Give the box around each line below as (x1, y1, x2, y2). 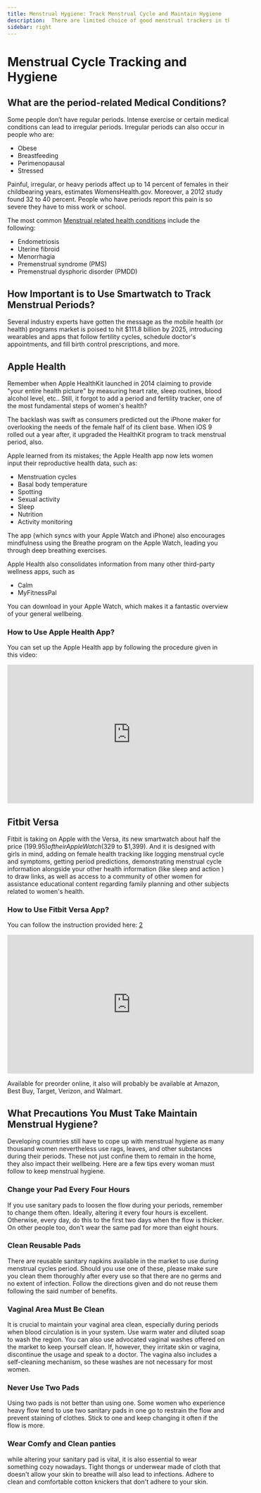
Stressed (17, 166, 44, 175)
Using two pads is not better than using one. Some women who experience (7, 1399, 226, 1407)
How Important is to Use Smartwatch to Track (7, 288, 211, 300)
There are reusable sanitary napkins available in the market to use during (7, 1256, 219, 1265)
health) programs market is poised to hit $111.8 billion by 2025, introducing (7, 325, 223, 333)
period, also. (7, 438, 44, 446)
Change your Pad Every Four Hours (7, 1185, 130, 1195)
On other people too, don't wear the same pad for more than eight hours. (7, 1223, 219, 1231)
